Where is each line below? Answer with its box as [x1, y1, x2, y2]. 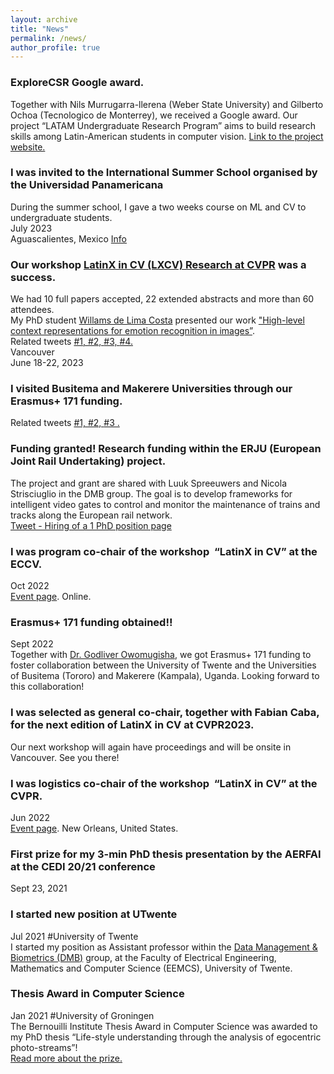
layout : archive [10, 14, 78, 25]
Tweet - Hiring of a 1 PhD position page [10, 519, 172, 531]
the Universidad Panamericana [10, 178, 164, 192]
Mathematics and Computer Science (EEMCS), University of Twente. [10, 962, 293, 974]
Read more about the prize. [10, 1052, 123, 1064]
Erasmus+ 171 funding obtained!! [10, 615, 173, 629]
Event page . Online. [10, 591, 92, 603]
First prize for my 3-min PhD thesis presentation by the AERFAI [10, 847, 322, 861]
